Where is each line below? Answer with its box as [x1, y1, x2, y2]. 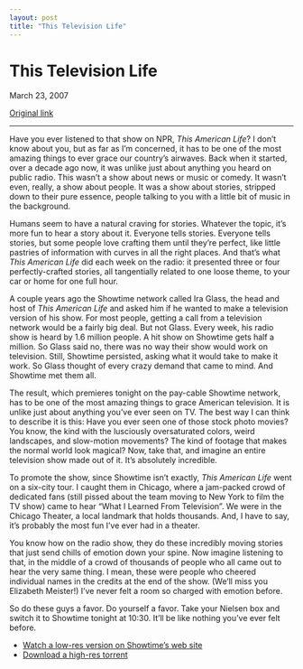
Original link [9, 107, 54, 118]
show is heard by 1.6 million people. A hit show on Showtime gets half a [9, 331, 275, 343]
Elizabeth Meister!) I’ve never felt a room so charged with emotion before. [9, 586, 283, 597]
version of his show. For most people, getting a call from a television [9, 312, 263, 323]
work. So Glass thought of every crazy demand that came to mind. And [9, 360, 273, 371]
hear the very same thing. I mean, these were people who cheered [9, 566, 257, 578]
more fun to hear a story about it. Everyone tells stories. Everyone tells [9, 228, 271, 239]
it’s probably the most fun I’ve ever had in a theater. [9, 520, 200, 531]
